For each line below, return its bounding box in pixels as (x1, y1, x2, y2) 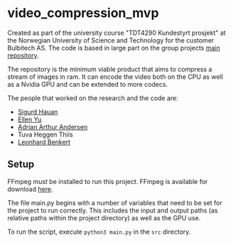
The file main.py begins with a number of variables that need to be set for (7, 198, 222, 207)
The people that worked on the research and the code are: (7, 94, 179, 102)
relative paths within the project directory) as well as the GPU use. (7, 213, 201, 222)
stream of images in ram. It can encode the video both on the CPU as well (7, 72, 224, 81)
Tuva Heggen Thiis (17, 130, 73, 139)
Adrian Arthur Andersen (17, 122, 88, 131)
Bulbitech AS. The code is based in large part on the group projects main (7, 43, 220, 52)
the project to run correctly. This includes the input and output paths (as (7, 206, 218, 215)
